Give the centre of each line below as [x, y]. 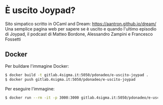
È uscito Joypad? [40, 10]
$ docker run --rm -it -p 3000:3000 [42, 97]
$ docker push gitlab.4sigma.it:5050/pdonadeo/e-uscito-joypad [70, 79]
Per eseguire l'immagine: [30, 89]
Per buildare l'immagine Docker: [37, 66]
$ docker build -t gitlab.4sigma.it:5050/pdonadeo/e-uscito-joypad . [77, 75]
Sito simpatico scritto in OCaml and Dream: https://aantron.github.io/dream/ [81, 24]
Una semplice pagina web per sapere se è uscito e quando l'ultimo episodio [81, 29]
